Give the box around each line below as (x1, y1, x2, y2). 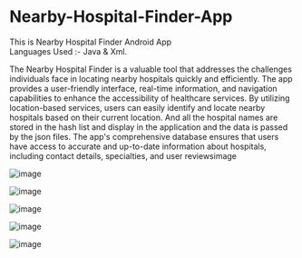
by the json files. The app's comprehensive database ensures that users (9, 131, 279, 142)
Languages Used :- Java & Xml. (9, 45, 128, 56)
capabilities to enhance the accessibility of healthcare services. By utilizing (9, 93, 290, 104)
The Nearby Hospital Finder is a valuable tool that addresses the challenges (9, 64, 293, 74)
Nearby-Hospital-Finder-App (9, 6, 233, 27)
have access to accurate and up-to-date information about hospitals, (9, 141, 268, 152)
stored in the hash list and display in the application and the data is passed (9, 121, 288, 133)
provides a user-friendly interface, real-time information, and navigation (9, 83, 278, 94)
